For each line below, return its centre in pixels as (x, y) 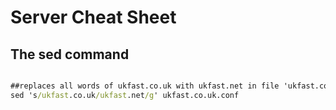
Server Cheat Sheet (93, 17)
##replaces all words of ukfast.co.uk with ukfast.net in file (145, 86)
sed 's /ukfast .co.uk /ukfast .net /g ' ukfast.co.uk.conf (125, 95)
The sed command (70, 54)
